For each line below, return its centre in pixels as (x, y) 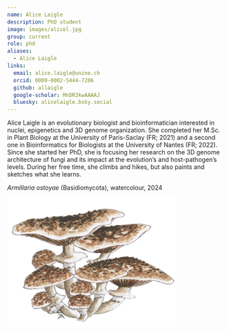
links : (17, 66)
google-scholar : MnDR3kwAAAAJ (57, 95)
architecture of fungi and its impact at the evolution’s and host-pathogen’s (112, 160)
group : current (29, 37)
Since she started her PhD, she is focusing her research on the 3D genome (113, 152)
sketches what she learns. (44, 174)
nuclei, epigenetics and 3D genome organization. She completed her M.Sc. (114, 130)
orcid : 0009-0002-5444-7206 (54, 80)
